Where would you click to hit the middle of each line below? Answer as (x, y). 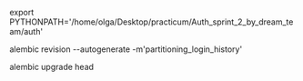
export (22, 12)
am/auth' (26, 31)
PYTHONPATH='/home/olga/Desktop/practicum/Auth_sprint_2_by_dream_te (151, 22)
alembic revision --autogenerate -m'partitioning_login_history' (126, 49)
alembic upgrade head (51, 67)
